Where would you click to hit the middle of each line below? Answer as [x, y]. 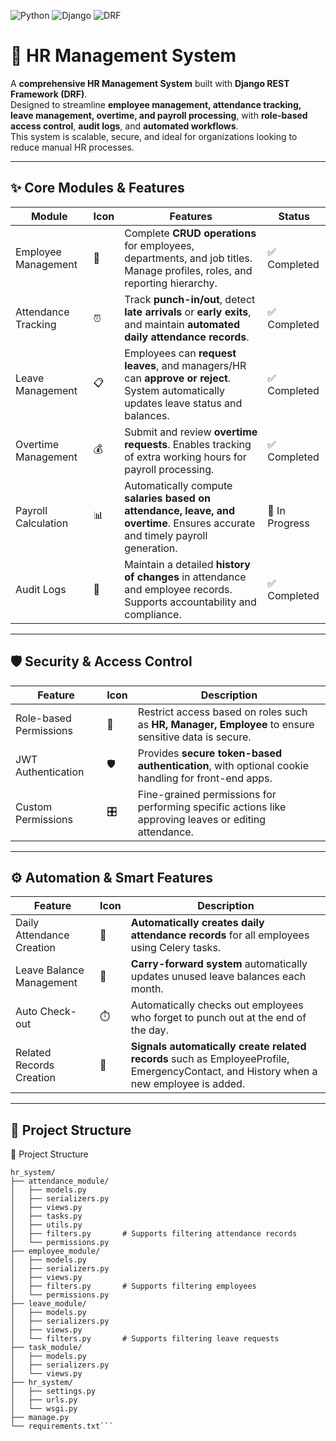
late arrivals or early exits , [188, 312]
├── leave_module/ [48, 1304]
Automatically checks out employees [217, 1005]
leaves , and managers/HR [185, 365]
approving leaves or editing [202, 819]
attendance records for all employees [220, 935]
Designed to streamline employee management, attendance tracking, [156, 104]
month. [147, 989]
